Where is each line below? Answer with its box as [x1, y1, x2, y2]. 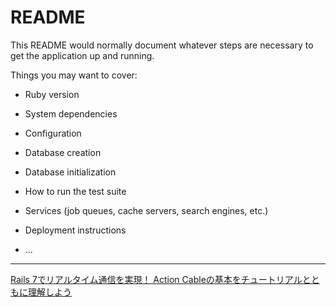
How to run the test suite [24, 185, 127, 197]
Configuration [24, 127, 82, 139]
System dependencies [24, 107, 118, 120]
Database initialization [24, 166, 117, 178]
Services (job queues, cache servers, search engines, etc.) [24, 204, 269, 216]
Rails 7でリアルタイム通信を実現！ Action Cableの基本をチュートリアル [10, 273, 303, 285]
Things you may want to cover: [10, 69, 138, 81]
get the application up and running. [10, 49, 155, 61]
